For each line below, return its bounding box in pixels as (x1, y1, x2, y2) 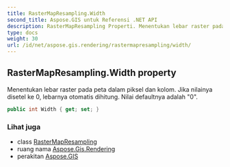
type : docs (7, 29, 38, 36)
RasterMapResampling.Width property (7, 67, 177, 79)
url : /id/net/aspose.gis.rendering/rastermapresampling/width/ (7, 42, 192, 49)
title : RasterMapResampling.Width (7, 10, 106, 17)
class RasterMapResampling (16, 138, 97, 146)
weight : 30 (7, 36, 38, 42)
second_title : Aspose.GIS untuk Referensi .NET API (7, 16, 157, 23)
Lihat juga (7, 122, 41, 131)
